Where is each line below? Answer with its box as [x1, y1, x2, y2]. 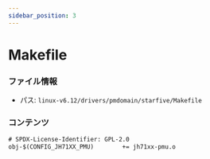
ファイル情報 [8, 76, 58, 87]
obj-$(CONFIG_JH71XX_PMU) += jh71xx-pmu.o [8, 143, 177, 151]
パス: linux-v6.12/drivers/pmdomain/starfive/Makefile [19, 95, 203, 105]
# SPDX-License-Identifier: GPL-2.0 [8, 136, 130, 144]
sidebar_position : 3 [8, 11, 77, 20]
